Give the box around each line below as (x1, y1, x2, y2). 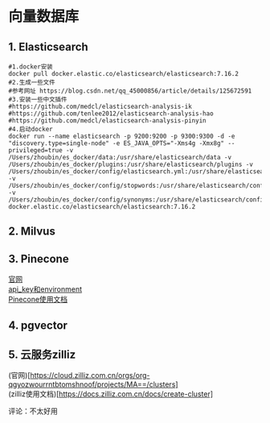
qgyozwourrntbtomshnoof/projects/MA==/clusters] (8, 379, 178, 389)
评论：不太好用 (8, 406, 58, 416)
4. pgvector (8, 318, 68, 332)
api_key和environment (8, 284, 83, 294)
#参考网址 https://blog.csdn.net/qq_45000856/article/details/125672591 (8, 87, 252, 95)
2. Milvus (8, 225, 56, 238)
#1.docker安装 (8, 63, 54, 71)
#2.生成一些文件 (8, 78, 55, 86)
